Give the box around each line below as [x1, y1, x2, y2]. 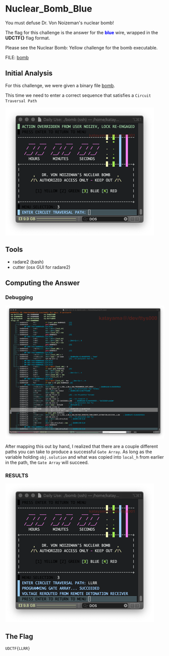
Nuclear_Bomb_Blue [5, 3, 92, 15]
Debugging [5, 294, 33, 301]
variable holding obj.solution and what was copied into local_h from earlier [5, 454, 164, 460]
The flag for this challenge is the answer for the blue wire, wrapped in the [5, 29, 158, 35]
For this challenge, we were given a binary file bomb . [5, 82, 115, 88]
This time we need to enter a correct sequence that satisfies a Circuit [5, 92, 151, 98]
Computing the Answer [5, 279, 80, 287]
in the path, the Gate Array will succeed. [5, 460, 89, 466]
